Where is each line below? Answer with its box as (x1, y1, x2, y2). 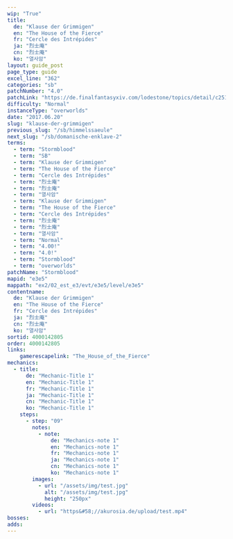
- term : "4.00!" (13, 243, 60, 250)
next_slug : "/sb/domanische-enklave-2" (7, 133, 123, 140)
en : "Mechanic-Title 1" (25, 378, 95, 386)
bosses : (7, 515, 30, 522)
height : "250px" (44, 495, 92, 502)
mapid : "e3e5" (7, 275, 49, 282)
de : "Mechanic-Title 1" (25, 372, 95, 379)
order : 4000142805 (7, 340, 60, 347)
